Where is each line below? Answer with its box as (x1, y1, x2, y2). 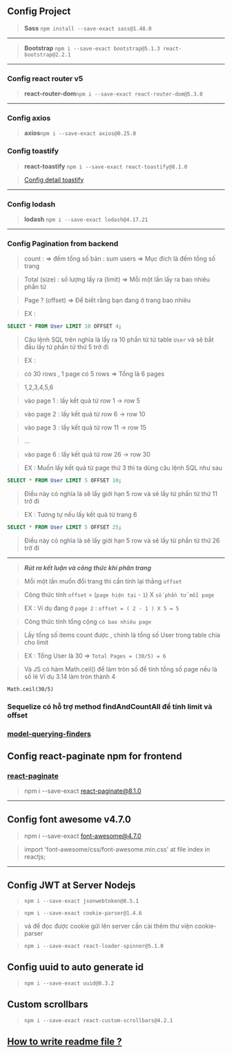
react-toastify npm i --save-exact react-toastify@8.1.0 (23, 162, 188, 170)
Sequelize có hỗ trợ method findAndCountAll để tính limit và (7, 701, 213, 711)
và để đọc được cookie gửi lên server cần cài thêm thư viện (23, 922, 193, 931)
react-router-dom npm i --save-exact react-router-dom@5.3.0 (23, 89, 203, 98)
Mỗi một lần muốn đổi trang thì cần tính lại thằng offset (23, 577, 182, 585)
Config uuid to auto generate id (7, 961, 144, 973)
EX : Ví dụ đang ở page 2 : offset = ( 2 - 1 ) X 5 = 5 (23, 604, 180, 612)
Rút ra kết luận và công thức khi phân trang (23, 563, 152, 572)
